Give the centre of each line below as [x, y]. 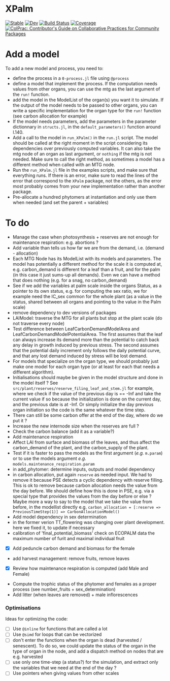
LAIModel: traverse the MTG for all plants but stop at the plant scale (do [87, 318]
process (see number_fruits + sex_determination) [64, 589]
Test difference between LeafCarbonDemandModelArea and [76, 329]
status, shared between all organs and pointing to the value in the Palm [87, 302]
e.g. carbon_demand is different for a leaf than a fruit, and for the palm [86, 269]
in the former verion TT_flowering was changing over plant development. [89, 522]
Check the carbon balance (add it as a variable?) [63, 431]
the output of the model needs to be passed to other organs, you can [85, 105]
